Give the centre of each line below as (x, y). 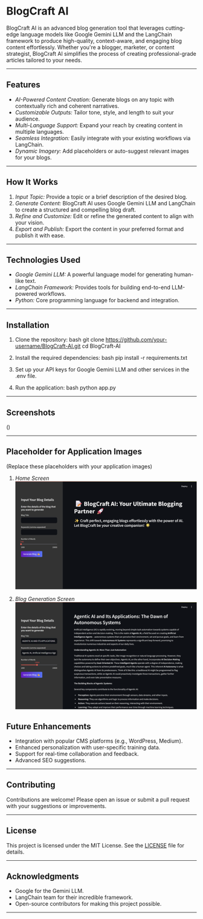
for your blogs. (34, 157)
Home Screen (32, 478)
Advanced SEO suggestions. (50, 760)
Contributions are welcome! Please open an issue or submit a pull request (98, 799)
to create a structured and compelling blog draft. (76, 210)
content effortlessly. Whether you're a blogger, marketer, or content (90, 47)
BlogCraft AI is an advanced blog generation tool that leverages (85, 28)
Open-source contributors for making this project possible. (88, 904)
